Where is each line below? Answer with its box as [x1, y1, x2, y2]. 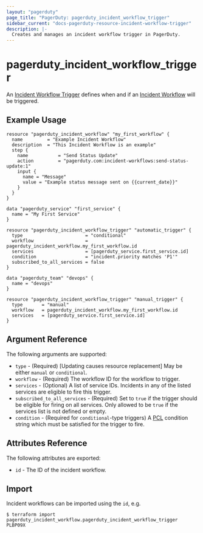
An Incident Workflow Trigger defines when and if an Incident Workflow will [6, 91, 196, 98]
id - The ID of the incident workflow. [15, 466, 106, 473]
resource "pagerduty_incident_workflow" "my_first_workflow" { [6, 131, 170, 137]
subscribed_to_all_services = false [12, 259, 105, 265]
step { [12, 147, 29, 153]
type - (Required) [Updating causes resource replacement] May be [15, 362, 183, 369]
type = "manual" [12, 302, 69, 308]
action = [17, 158, 61, 164]
